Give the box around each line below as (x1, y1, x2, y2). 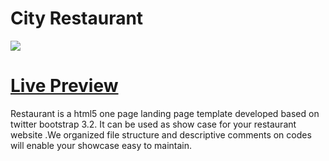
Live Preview (10, 75, 119, 97)
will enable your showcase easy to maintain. (10, 139, 193, 151)
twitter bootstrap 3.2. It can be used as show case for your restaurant (10, 118, 297, 130)
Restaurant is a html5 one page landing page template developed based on (10, 107, 320, 119)
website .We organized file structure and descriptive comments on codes (10, 128, 312, 141)
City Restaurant (10, 7, 144, 30)
